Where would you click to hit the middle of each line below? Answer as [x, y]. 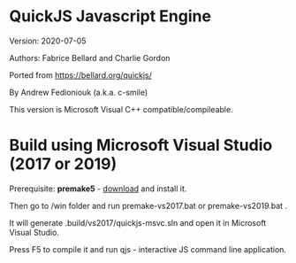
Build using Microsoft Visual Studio [141, 146]
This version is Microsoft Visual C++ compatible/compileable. [121, 109]
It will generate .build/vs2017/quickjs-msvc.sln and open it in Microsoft [138, 222]
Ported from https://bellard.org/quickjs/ [81, 75]
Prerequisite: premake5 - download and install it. [98, 189]
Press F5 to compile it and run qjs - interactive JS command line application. [148, 249]
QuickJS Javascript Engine [110, 16]
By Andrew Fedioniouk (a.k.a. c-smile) [79, 92]
